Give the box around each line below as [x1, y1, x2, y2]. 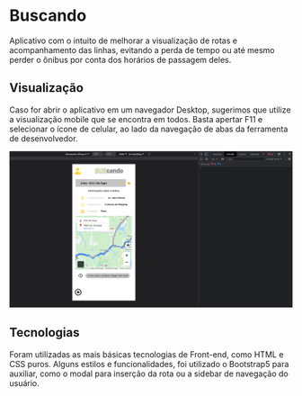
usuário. [9, 377, 40, 388]
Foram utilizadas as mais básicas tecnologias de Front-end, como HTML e [9, 348, 284, 360]
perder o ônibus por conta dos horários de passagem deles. [9, 54, 232, 65]
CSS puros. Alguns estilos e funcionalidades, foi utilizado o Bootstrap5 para [9, 358, 289, 369]
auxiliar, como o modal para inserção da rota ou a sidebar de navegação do [9, 368, 289, 379]
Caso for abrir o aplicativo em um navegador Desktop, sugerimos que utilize [9, 104, 291, 115]
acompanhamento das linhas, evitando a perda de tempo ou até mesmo [9, 44, 275, 55]
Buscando [9, 5, 87, 26]
